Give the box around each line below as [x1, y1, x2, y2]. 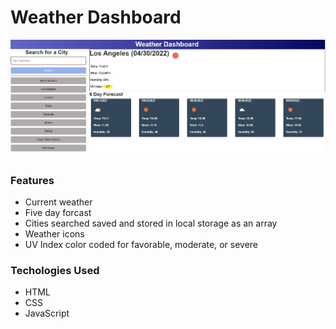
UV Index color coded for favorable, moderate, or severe [24, 238, 259, 250]
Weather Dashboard [10, 6, 182, 29]
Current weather [24, 196, 93, 208]
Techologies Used [10, 263, 100, 277]
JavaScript [24, 307, 70, 320]
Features [10, 173, 55, 187]
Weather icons [24, 227, 85, 240]
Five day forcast [24, 206, 92, 218]
